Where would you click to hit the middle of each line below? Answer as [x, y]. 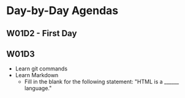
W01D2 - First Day [42, 33]
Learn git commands [41, 69]
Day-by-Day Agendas [62, 11]
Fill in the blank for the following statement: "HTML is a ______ [102, 82]
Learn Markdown [37, 75]
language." [38, 88]
